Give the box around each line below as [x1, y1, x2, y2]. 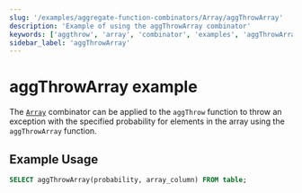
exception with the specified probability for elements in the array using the [9, 116, 285, 127]
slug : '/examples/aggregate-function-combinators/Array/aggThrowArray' [9, 13, 283, 22]
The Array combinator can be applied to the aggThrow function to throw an [9, 107, 282, 118]
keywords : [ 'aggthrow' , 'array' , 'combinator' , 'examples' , [9, 30, 240, 39]
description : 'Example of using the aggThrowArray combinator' [9, 22, 252, 31]
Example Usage [9, 152, 99, 167]
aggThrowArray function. [9, 126, 97, 136]
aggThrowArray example [9, 77, 198, 97]
